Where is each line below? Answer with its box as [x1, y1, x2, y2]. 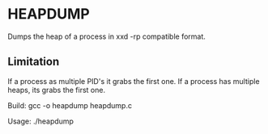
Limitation [7, 55, 60, 69]
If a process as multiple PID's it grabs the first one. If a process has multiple [7, 76, 260, 86]
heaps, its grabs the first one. [7, 85, 106, 94]
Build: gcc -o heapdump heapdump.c [7, 100, 133, 110]
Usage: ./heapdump [7, 116, 74, 126]
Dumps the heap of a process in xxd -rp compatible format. [7, 31, 206, 41]
